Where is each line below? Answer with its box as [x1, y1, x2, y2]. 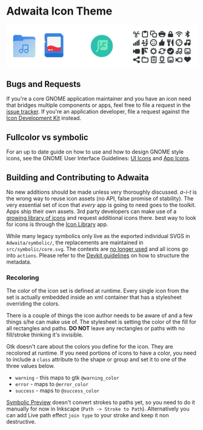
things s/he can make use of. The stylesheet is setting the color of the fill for [6, 318, 197, 326]
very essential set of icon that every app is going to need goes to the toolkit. [6, 202, 196, 209]
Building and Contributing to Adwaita [6, 172, 150, 183]
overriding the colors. [6, 300, 60, 307]
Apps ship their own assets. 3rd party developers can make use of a [6, 208, 177, 215]
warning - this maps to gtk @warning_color [15, 374, 119, 381]
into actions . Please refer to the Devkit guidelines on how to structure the [6, 252, 190, 259]
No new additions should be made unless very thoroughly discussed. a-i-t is [6, 188, 197, 196]
